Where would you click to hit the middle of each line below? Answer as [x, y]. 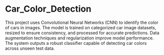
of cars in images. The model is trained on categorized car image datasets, [81, 27]
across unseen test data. [30, 48]
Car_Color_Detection [48, 9]
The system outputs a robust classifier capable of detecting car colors [76, 43]
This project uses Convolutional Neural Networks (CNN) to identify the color [82, 22]
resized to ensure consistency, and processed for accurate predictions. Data [82, 33]
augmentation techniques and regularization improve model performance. [80, 38]
